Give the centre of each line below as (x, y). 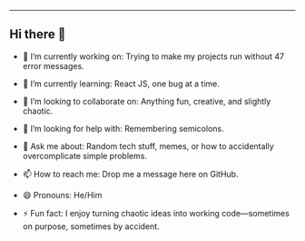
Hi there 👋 (38, 34)
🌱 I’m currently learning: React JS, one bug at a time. (121, 84)
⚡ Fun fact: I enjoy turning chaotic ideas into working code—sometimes (156, 213)
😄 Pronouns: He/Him (62, 195)
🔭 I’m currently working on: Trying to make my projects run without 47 (153, 56)
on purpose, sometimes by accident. (91, 226)
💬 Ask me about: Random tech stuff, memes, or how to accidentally (148, 146)
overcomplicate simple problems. (85, 156)
